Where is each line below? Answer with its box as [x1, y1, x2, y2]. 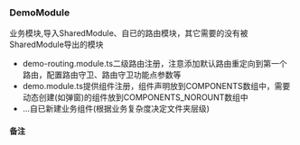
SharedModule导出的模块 [9, 39, 104, 50]
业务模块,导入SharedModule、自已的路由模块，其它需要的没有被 [9, 28, 248, 39]
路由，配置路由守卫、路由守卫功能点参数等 [22, 69, 182, 80]
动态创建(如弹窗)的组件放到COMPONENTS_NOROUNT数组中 [22, 92, 248, 103]
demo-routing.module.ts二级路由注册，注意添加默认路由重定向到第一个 [22, 59, 287, 69]
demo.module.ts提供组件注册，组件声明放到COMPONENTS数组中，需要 [22, 81, 291, 92]
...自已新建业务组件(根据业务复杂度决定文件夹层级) [22, 104, 211, 114]
